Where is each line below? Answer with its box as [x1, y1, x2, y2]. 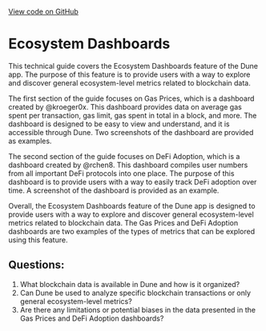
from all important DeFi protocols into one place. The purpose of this [8, 168, 235, 178]
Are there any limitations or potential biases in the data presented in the [19, 305, 256, 314]
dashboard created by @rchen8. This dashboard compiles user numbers [8, 160, 248, 169]
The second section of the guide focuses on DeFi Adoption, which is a [8, 151, 240, 161]
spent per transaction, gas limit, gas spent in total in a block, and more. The [8, 110, 257, 120]
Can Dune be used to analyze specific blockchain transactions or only [19, 288, 251, 297]
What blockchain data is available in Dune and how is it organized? [19, 279, 240, 289]
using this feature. [8, 235, 68, 245]
